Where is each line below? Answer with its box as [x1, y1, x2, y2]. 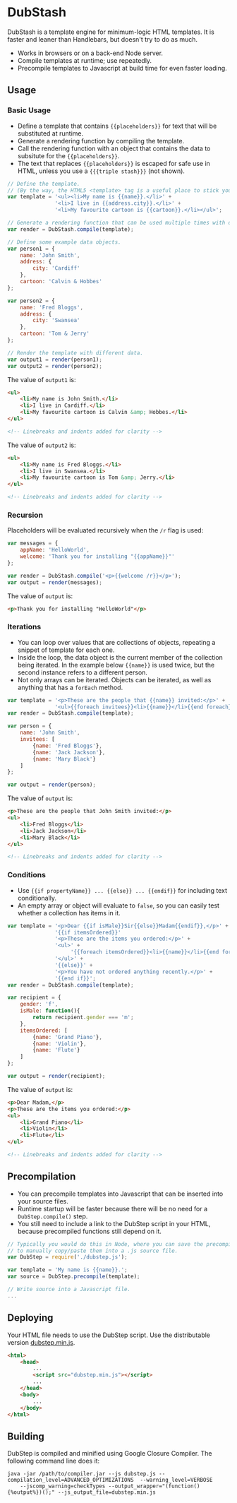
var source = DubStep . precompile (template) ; [7, 1273, 140, 1281]
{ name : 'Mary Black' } [32, 755, 97, 763]
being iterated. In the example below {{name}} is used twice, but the [17, 660, 215, 669]
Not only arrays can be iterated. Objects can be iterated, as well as [17, 675, 212, 684]
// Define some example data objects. [7, 238, 121, 246]
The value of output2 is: [7, 441, 76, 449]
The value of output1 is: [7, 375, 76, 384]
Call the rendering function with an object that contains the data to [17, 144, 211, 153]
